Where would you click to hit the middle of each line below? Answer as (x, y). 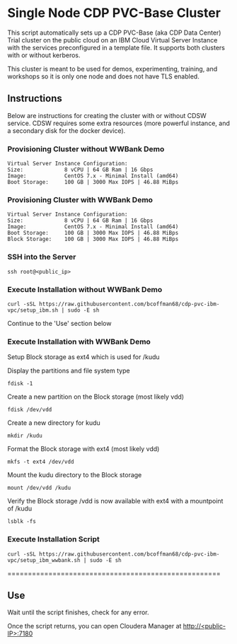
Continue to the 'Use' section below (59, 323)
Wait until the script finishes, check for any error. (79, 612)
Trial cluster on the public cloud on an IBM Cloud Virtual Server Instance (112, 40)
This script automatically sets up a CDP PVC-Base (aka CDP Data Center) (114, 33)
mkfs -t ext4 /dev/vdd (41, 462)
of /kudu (20, 509)
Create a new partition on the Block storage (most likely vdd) (96, 397)
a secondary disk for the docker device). (67, 130)
